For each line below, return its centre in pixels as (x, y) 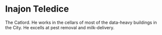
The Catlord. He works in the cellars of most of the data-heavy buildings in (81, 22)
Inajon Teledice (37, 9)
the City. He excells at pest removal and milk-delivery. (60, 27)
